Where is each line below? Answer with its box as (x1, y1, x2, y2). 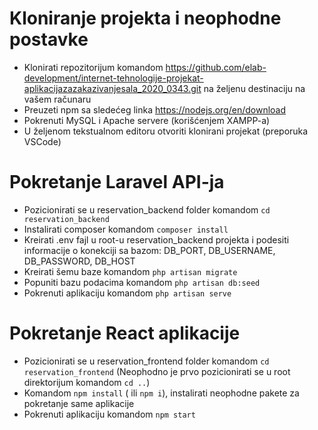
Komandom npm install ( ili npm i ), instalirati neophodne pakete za (23, 387, 300, 399)
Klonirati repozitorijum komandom (23, 61, 164, 73)
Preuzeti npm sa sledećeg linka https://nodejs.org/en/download (23, 103, 287, 116)
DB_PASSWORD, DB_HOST (23, 255, 136, 267)
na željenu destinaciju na (203, 82, 306, 94)
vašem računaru (23, 93, 92, 105)
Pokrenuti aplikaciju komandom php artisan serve (23, 287, 232, 299)
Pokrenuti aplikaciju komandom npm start (23, 408, 196, 420)
